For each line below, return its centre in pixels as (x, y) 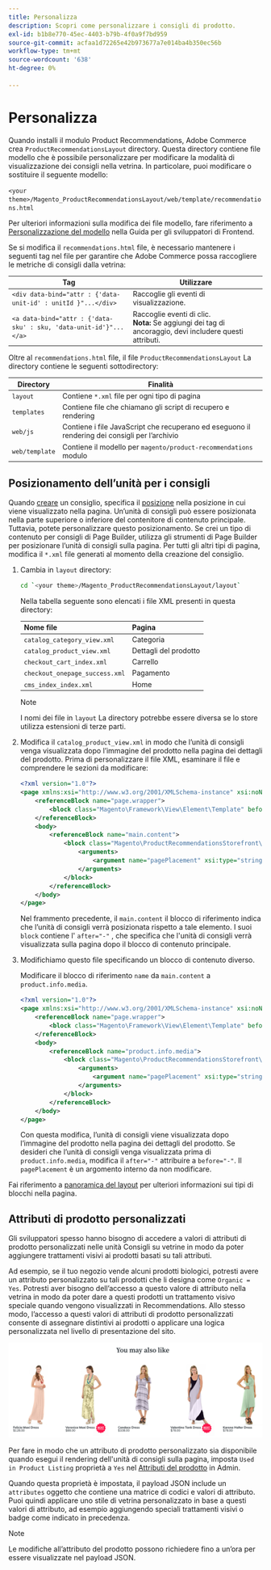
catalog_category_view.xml (69, 640)
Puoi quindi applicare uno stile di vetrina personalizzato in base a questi (127, 1500)
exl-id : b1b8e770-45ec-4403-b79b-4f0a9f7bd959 (88, 34)
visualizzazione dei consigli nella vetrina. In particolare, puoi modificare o (130, 166)
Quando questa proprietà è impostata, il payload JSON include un (117, 1483)
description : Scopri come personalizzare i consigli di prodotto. (122, 25)
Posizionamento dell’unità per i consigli (109, 483)
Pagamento (151, 673)
